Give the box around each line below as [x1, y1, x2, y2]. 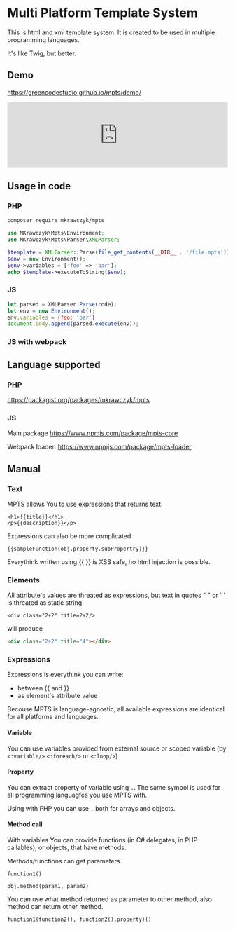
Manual [7, 463, 41, 474]
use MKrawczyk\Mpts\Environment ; [7, 230, 105, 237]
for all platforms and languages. [7, 713, 99, 721]
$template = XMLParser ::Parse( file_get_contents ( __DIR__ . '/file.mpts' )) [7, 249, 230, 257]
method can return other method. [7, 903, 104, 911]
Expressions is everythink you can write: [7, 671, 124, 679]
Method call [7, 820, 43, 828]
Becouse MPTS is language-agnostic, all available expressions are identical [7, 705, 225, 713]
